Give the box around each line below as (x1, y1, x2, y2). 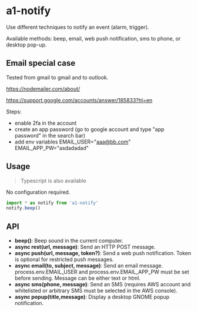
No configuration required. (6, 188, 71, 195)
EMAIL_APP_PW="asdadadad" (14, 144, 89, 151)
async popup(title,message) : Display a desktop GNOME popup (14, 293, 169, 300)
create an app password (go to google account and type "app (14, 125, 165, 133)
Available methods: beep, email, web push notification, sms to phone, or (6, 35, 181, 42)
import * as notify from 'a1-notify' (6, 200, 99, 206)
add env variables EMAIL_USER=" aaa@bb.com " (14, 138, 131, 145)
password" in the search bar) (14, 132, 86, 139)
